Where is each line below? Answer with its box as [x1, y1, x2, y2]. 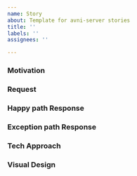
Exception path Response [7, 122, 97, 132]
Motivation [7, 66, 46, 76]
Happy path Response [7, 103, 84, 113]
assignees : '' [7, 36, 49, 43]
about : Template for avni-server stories [7, 17, 131, 24]
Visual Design [7, 159, 56, 169]
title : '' [7, 23, 37, 30]
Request [7, 84, 37, 94]
